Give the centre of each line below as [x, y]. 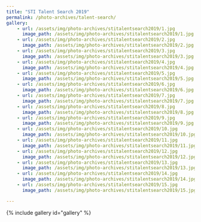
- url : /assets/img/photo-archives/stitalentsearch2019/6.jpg [96, 85]
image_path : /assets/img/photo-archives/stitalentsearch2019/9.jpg [108, 124]
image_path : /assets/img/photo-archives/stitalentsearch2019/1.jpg [108, 34]
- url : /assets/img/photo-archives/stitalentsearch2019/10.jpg [98, 129]
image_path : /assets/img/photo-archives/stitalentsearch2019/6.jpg [108, 90]
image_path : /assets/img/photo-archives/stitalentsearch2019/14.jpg [109, 179]
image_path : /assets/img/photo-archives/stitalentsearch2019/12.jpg [109, 157]
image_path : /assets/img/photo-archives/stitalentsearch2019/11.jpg [109, 145]
